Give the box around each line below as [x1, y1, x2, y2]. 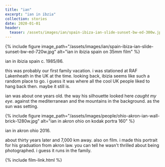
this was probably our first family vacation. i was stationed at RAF [5, 68, 137, 74]
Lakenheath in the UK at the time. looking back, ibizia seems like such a [5, 73, 150, 79]
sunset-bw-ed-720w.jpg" [5, 49, 56, 55]
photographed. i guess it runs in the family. [5, 148, 92, 153]
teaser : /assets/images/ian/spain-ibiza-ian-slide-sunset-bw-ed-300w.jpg [9, 30, 164, 35]
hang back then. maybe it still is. [5, 83, 70, 89]
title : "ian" [5, 7, 32, 12]
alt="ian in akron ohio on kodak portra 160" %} [41, 118, 135, 124]
